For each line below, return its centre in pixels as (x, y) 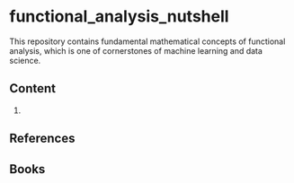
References (42, 139)
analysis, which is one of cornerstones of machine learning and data (136, 50)
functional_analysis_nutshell (119, 17)
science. (25, 60)
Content (33, 88)
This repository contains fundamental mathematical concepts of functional (147, 41)
